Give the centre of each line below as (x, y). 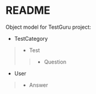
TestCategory (31, 38)
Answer (38, 85)
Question (55, 62)
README (28, 10)
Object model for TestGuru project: (48, 27)
